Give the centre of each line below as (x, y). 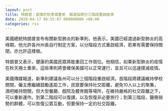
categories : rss (22, 24)
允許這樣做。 (31, 51)
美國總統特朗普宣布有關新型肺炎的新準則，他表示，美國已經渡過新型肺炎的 (82, 38)
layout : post (19, 10)
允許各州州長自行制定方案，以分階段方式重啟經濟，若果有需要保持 (90, 45)
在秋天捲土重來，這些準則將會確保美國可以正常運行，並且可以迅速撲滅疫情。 (84, 68)
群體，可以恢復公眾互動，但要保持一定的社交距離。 (66, 103)
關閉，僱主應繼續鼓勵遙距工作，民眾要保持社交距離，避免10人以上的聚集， (82, 85)
